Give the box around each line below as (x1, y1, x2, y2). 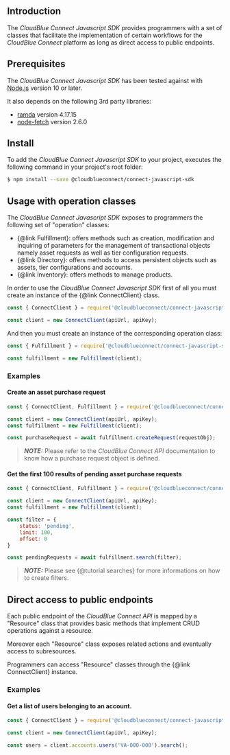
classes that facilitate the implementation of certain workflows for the (7, 31, 203, 39)
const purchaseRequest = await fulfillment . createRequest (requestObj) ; (7, 434, 216, 441)
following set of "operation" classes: (7, 221, 110, 229)
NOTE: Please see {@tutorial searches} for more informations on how (23, 566, 220, 575)
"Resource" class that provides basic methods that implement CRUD (7, 619, 201, 627)
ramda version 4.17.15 (16, 110, 77, 119)
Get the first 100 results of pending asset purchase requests (7, 469, 183, 478)
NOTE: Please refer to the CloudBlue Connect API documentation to (23, 447, 216, 455)
